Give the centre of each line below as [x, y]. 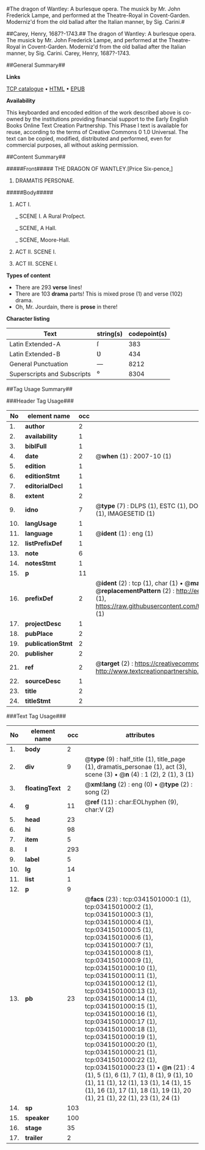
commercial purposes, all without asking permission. [73, 145]
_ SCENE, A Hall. [36, 228]
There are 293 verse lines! [49, 287]
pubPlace [39, 634]
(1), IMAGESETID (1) [125, 513]
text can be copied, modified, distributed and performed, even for [89, 138]
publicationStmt [49, 644]
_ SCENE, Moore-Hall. [42, 240]
